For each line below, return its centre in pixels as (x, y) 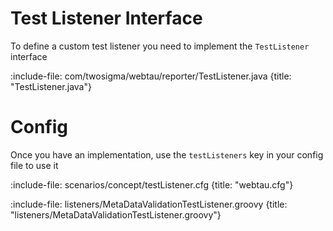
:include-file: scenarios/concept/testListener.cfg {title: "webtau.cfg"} (152, 184)
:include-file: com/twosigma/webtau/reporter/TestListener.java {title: (151, 76)
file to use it (34, 165)
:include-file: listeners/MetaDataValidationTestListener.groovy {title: (149, 204)
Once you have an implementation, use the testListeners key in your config (167, 154)
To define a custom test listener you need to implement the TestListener (160, 46)
